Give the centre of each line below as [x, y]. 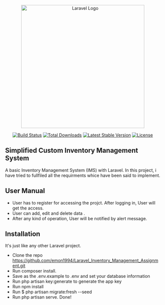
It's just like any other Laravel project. [43, 246]
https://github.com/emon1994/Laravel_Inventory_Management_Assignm [85, 261]
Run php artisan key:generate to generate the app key [67, 281]
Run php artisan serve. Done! [42, 297]
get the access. [28, 208]
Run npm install [28, 287]
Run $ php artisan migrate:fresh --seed [52, 292]
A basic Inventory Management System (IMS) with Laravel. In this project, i [81, 170]
